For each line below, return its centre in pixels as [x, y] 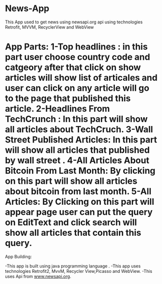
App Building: [18, 256]
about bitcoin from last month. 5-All [78, 191]
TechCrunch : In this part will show [76, 119]
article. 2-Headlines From [57, 109]
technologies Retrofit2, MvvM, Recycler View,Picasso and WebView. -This [79, 271]
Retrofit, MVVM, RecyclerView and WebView [49, 27]
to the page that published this [68, 98]
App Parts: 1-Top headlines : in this [76, 47]
